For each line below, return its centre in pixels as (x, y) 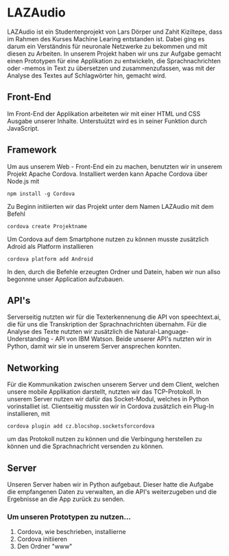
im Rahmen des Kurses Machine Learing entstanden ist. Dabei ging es (106, 38)
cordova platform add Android (50, 259)
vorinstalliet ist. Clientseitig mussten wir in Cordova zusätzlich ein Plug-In (111, 406)
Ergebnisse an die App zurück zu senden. (66, 499)
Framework (32, 150)
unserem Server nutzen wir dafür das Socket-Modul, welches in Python (108, 399)
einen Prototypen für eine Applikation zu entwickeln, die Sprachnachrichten (114, 60)
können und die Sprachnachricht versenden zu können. (86, 446)
